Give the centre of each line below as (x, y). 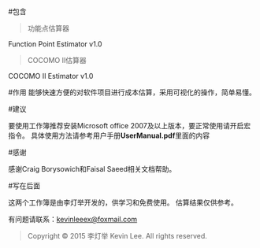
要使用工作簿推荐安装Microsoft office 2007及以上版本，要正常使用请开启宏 (130, 126)
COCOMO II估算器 (57, 60)
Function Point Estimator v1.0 (55, 44)
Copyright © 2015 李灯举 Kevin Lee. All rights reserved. (117, 236)
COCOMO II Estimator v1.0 (51, 76)
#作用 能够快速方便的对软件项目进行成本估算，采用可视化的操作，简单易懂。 (132, 92)
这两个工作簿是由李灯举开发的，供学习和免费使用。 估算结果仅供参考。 (123, 202)
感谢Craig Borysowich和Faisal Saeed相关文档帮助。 (92, 169)
